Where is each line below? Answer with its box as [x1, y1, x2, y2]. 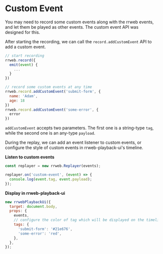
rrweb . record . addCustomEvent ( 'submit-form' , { [5, 89, 101, 94]
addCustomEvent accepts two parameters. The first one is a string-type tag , [5, 125, 154, 131]
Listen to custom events [5, 154, 55, 160]
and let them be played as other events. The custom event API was [5, 24, 139, 30]
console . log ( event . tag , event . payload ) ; [9, 177, 92, 182]
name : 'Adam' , [9, 93, 38, 99]
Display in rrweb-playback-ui [5, 190, 65, 196]
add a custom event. [5, 44, 46, 50]
